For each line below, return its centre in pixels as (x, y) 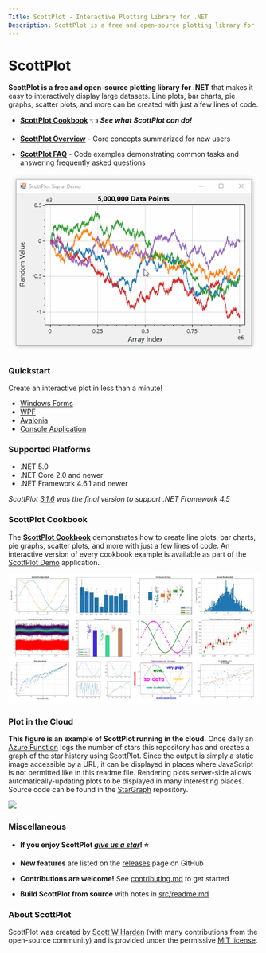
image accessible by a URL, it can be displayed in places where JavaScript (131, 764)
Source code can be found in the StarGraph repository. (98, 790)
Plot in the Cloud (41, 722)
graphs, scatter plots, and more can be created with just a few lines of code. (133, 104)
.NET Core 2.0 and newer (61, 475)
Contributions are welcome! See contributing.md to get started (124, 878)
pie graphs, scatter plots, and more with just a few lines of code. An (119, 545)
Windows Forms (46, 403)
